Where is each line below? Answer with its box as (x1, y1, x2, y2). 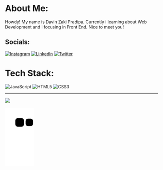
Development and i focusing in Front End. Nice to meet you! (5, 24, 124, 29)
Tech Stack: (5, 68, 54, 79)
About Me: (5, 3, 49, 14)
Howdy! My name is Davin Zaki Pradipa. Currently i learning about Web (5, 19, 147, 25)
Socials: (5, 38, 30, 46)
